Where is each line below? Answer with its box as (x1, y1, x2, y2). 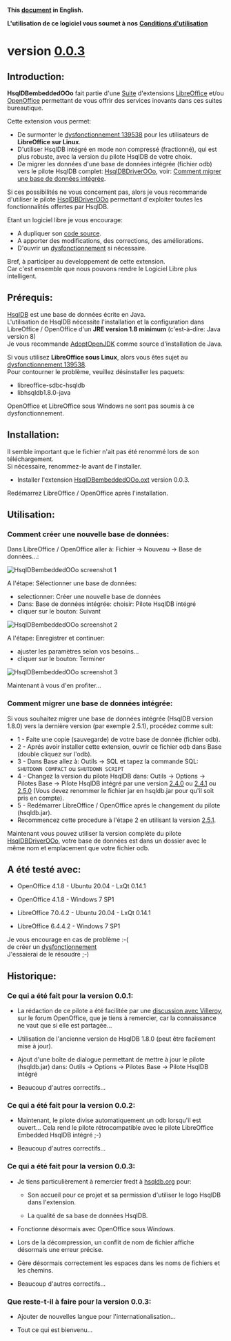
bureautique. (7, 104, 43, 112)
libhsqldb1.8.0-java (17, 388, 71, 396)
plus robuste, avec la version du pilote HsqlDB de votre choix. (17, 153, 192, 161)
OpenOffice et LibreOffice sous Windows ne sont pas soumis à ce (7, 402, 194, 410)
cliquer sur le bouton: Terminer (17, 655, 106, 663)
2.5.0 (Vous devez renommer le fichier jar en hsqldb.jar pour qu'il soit (17, 786, 214, 794)
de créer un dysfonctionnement (7, 943, 97, 951)
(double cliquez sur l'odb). (17, 750, 92, 758)
